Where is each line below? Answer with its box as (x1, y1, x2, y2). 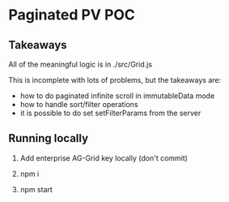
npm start (19, 184, 53, 194)
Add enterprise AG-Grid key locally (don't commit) (19, 153, 189, 163)
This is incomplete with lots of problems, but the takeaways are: (8, 75, 221, 84)
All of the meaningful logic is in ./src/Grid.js (8, 59, 152, 69)
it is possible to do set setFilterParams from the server (19, 108, 201, 118)
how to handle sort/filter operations (19, 100, 139, 109)
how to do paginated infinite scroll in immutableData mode (19, 91, 215, 101)
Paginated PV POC (8, 6, 136, 24)
